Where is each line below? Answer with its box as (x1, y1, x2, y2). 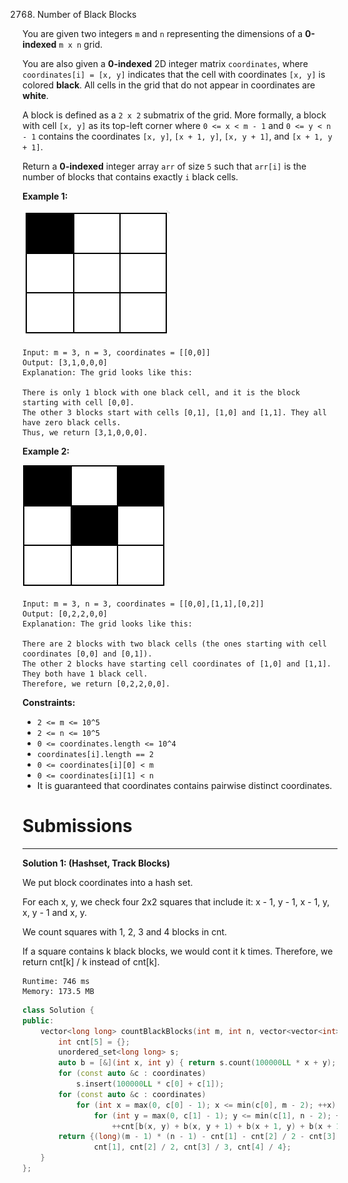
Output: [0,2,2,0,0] (22, 609, 109, 619)
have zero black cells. (22, 418, 122, 428)
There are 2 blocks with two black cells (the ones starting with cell (22, 639, 327, 649)
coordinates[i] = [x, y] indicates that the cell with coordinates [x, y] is (22, 69, 326, 80)
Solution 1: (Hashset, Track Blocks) (22, 857, 171, 869)
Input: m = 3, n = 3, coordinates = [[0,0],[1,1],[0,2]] (22, 599, 265, 609)
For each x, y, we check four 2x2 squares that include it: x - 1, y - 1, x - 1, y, (22, 895, 330, 908)
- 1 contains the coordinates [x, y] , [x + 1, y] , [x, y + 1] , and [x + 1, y (22, 130, 333, 142)
